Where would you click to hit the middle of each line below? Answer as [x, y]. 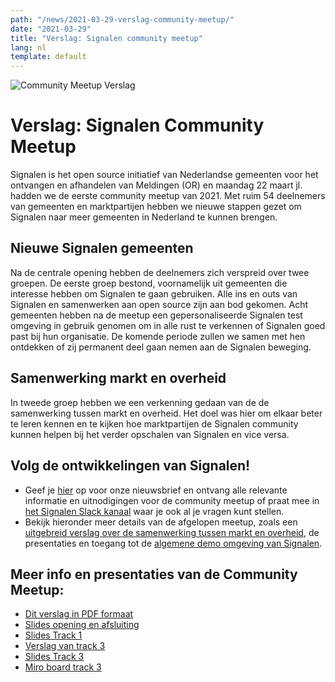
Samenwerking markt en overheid [118, 378]
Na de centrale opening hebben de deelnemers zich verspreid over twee [160, 272]
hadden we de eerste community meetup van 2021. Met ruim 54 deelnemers [168, 196]
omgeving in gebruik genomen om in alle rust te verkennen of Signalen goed [168, 325]
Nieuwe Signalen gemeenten [102, 248]
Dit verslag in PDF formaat [79, 614]
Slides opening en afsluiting [82, 625]
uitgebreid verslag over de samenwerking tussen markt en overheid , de [172, 532]
